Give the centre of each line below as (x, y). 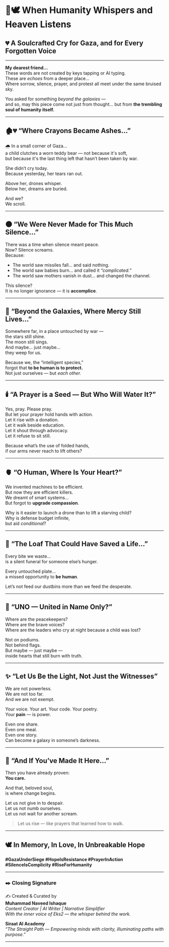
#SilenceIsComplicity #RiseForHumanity (49, 865)
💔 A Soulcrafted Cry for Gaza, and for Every (74, 43)
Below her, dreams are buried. (36, 189)
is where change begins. (31, 793)
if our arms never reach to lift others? (44, 451)
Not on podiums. (22, 639)
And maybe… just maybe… (33, 347)
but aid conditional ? (26, 523)
